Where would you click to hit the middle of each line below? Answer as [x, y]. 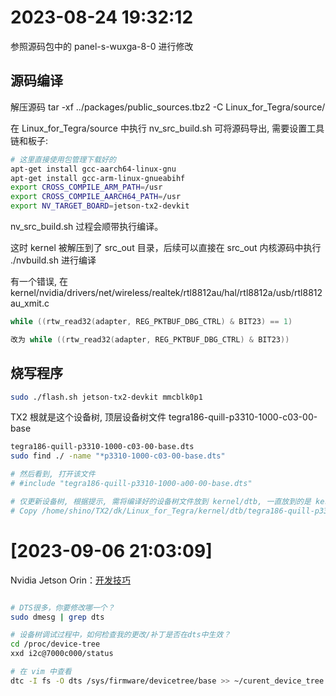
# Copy [24, 511]
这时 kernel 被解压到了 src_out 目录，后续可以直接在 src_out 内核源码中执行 [166, 247]
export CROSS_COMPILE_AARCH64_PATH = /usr [96, 197]
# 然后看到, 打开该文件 [53, 474]
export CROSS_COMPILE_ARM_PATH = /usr [86, 187]
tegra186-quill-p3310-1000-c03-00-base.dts [102, 447]
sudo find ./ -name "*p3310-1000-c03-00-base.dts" [118, 456]
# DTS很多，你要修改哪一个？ [62, 607]
